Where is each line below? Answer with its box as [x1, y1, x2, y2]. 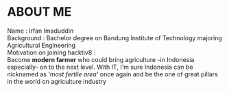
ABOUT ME [7, 4, 72, 20]
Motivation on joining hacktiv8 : [7, 48, 96, 57]
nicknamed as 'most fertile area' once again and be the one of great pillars [7, 70, 218, 78]
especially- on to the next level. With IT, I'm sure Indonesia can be [7, 63, 193, 71]
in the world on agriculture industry [7, 77, 107, 85]
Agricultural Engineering [7, 41, 76, 49]
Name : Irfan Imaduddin [7, 27, 74, 35]
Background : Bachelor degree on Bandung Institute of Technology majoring [7, 33, 223, 42]
